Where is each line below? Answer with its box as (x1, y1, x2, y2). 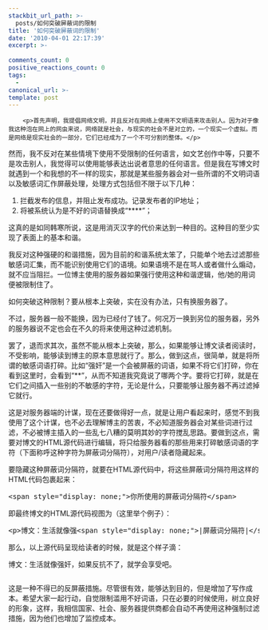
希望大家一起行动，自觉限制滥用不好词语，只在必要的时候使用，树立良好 (22, 593, 260, 604)
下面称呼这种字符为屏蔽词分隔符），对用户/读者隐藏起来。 (22, 448, 211, 457)
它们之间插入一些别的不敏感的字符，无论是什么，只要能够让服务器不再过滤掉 (8, 381, 260, 390)
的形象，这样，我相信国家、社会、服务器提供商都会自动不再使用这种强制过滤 (8, 604, 260, 613)
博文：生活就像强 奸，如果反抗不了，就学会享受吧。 (8, 560, 176, 569)
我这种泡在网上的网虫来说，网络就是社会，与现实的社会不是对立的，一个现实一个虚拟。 (8, 126, 252, 134)
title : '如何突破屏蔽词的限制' (8, 26, 100, 34)
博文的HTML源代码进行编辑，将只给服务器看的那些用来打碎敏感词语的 (22, 437, 253, 448)
